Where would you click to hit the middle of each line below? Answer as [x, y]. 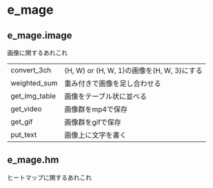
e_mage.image [40, 35]
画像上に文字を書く [95, 135]
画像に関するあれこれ [37, 53]
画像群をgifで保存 [93, 122]
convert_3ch [31, 70]
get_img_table [33, 96]
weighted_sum [34, 83]
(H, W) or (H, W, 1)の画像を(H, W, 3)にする [134, 71]
